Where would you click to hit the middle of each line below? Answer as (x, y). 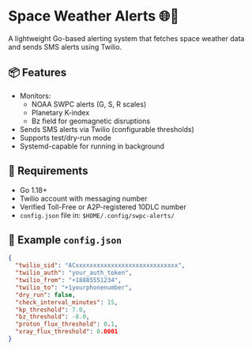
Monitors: (35, 96)
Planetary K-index (60, 112)
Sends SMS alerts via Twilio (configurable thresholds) (107, 129)
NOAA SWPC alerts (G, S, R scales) (89, 104)
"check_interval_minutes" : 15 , (67, 302)
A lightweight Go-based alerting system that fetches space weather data (126, 38)
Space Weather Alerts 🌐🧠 (94, 16)
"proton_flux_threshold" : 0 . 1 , (67, 324)
